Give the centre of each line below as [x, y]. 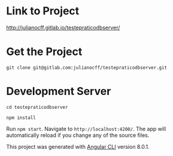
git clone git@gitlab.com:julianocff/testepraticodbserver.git [87, 68]
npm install [21, 118]
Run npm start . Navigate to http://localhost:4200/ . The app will [86, 129]
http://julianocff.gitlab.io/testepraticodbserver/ [63, 27]
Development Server [59, 91]
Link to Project [43, 11]
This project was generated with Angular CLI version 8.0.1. [78, 146]
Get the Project [44, 52]
